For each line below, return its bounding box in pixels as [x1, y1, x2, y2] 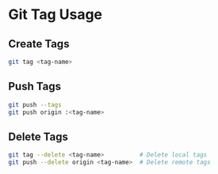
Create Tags [8, 37, 70, 51]
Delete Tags [8, 130, 69, 143]
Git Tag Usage [8, 6, 103, 24]
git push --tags [8, 100, 62, 108]
